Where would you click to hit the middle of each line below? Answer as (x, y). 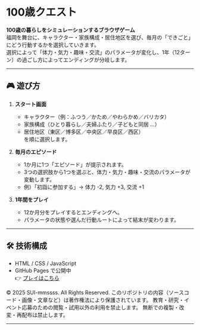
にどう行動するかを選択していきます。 (53, 45)
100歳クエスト (42, 12)
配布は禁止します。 (45, 314)
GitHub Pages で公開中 (43, 270)
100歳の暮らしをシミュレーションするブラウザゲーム (71, 30)
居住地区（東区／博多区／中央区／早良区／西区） (84, 131)
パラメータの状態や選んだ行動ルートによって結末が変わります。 (101, 220)
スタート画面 (30, 104)
